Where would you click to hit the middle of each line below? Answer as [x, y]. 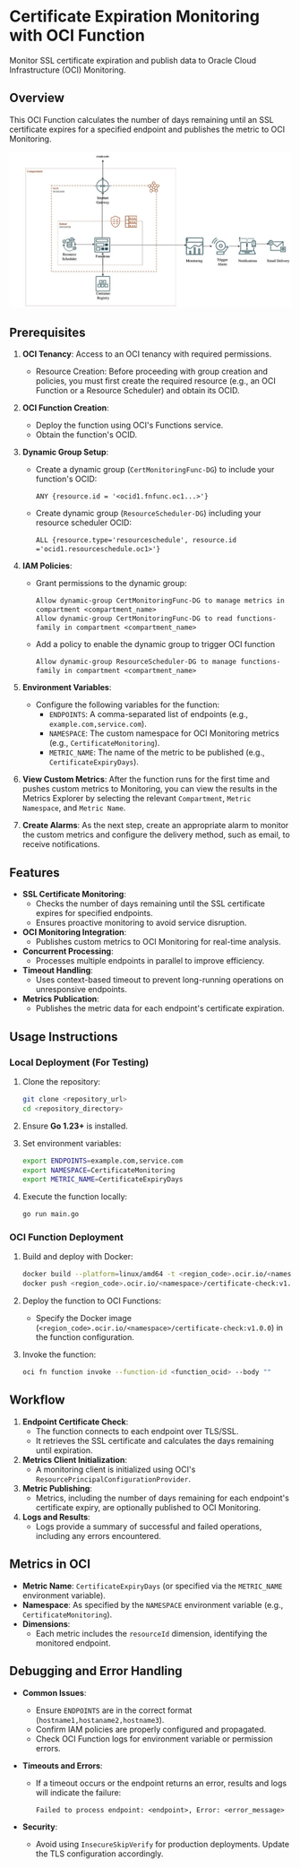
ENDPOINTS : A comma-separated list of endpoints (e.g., [149, 714]
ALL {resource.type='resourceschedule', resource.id [136, 541]
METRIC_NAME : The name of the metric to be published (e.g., [157, 752]
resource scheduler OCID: [84, 523]
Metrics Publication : [61, 999]
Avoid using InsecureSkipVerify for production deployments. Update [162, 1844]
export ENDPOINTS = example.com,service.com [103, 1161]
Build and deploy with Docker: [77, 1257]
